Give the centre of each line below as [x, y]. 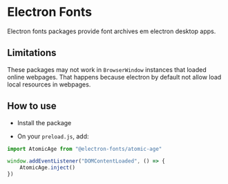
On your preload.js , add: [53, 136]
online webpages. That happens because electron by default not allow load [114, 77]
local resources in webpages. [49, 84]
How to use [32, 106]
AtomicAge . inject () [48, 168]
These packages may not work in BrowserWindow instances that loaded [107, 69]
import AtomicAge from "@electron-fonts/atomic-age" [85, 149]
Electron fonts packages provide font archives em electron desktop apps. [112, 31]
